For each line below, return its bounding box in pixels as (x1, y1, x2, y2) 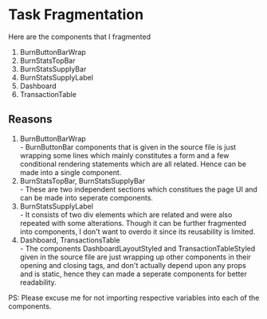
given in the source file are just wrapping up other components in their (19, 252, 251, 262)
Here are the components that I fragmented (8, 32, 151, 41)
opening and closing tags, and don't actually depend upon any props (19, 260, 247, 270)
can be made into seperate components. (19, 193, 154, 202)
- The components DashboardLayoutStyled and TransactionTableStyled (19, 243, 256, 253)
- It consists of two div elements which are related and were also (19, 209, 233, 220)
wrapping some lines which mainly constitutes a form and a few (19, 150, 230, 160)
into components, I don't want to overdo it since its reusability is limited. (19, 227, 256, 236)
